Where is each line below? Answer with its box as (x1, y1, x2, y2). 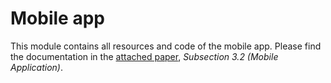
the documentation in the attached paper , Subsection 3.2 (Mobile (10, 50, 279, 62)
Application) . (10, 61, 64, 73)
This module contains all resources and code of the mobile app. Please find (10, 40, 322, 52)
